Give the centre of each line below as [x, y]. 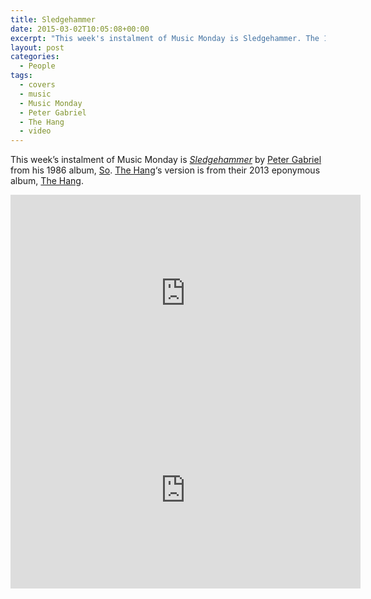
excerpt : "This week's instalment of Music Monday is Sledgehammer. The [165, 38]
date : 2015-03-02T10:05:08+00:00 [80, 29]
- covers [37, 85]
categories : [35, 57]
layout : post [37, 47]
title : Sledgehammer [53, 19]
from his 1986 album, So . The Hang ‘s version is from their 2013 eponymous [165, 170]
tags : [21, 76]
